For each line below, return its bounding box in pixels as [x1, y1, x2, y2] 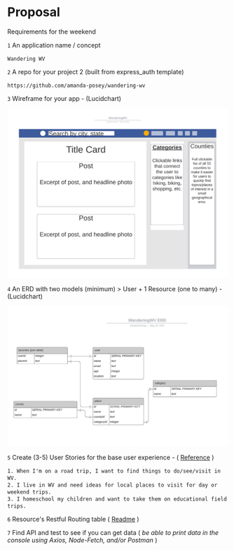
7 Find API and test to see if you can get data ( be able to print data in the [7, 528, 219, 536]
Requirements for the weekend [7, 27, 97, 36]
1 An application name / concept [7, 41, 101, 49]
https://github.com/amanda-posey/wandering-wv [7, 82, 146, 89]
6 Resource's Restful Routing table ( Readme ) [7, 515, 139, 523]
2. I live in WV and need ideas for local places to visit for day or [7, 481, 218, 489]
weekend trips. [7, 488, 52, 496]
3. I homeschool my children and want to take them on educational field [7, 495, 228, 503]
